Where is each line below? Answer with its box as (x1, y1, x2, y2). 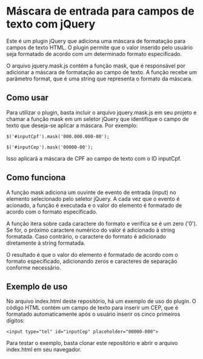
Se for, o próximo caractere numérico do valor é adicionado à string (6, 226, 175, 234)
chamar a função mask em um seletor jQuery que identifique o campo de (6, 115, 189, 122)
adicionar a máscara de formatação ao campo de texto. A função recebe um (6, 68, 197, 75)
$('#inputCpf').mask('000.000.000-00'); (6, 133, 110, 139)
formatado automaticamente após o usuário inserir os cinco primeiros (6, 310, 181, 318)
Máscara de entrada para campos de (6, 4, 195, 18)
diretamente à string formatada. (6, 239, 86, 246)
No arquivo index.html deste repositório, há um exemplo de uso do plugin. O (6, 298, 196, 305)
